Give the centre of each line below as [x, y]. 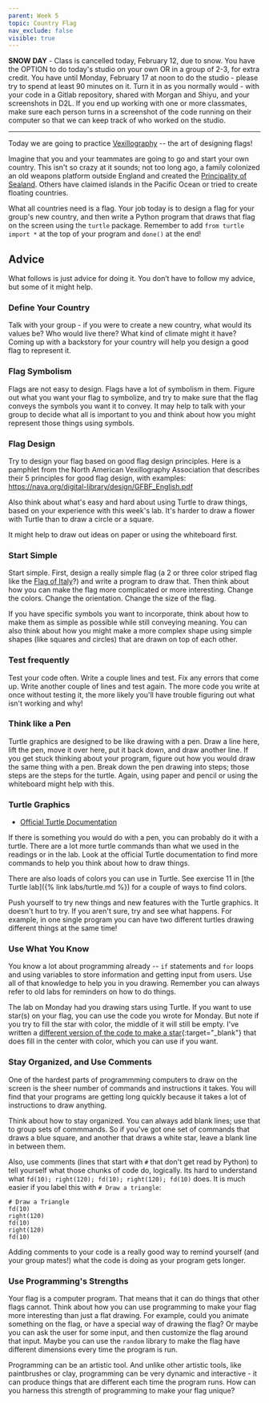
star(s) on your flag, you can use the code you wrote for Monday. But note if [134, 1016]
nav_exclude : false [41, 30]
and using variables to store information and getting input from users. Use [130, 975]
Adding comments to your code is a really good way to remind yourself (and [134, 1252]
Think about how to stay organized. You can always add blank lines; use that [134, 1120]
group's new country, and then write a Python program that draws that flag [132, 217]
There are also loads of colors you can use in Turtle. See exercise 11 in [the [131, 878]
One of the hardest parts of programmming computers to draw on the [123, 1079]
